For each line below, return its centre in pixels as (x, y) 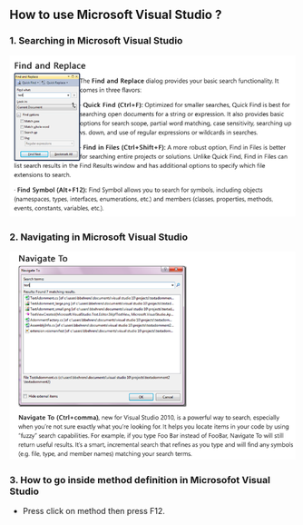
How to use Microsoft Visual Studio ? (116, 15)
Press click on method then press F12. (94, 511)
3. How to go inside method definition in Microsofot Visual (140, 480)
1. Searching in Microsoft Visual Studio (96, 41)
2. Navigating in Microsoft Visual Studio (99, 237)
